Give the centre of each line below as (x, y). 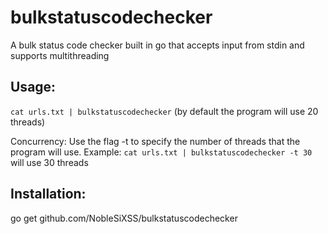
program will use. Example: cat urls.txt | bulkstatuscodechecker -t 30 (161, 152)
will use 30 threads (49, 162)
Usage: (33, 87)
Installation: (48, 194)
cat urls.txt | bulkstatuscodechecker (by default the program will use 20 (164, 111)
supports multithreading (60, 55)
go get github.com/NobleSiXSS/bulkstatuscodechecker (124, 218)
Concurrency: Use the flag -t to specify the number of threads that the (155, 141)
